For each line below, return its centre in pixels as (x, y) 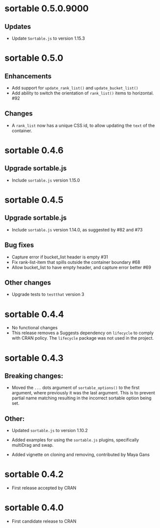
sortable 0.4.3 (34, 358)
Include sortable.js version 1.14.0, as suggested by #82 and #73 (77, 230)
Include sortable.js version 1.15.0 (46, 180)
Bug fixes (19, 245)
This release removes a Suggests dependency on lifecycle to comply (82, 333)
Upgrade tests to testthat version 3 (48, 295)
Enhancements (28, 76)
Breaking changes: (34, 376)
